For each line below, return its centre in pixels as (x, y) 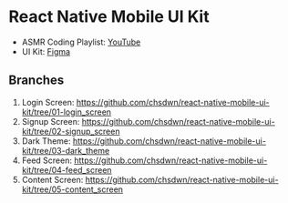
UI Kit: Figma (46, 51)
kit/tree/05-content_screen (72, 189)
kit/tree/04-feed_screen (67, 169)
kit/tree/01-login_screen (66, 112)
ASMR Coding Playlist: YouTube (81, 42)
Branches (36, 81)
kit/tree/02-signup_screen (71, 131)
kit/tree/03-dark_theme (66, 150)
